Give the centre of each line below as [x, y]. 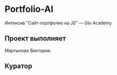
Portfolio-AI [29, 9]
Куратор [19, 66]
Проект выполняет [35, 38]
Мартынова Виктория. [28, 50]
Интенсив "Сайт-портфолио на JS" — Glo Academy [58, 23]
